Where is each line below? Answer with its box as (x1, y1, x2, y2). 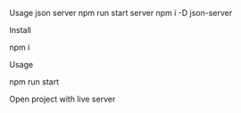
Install (9, 25, 31, 35)
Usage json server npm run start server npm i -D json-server (9, 8, 233, 18)
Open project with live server (9, 93, 116, 104)
